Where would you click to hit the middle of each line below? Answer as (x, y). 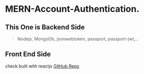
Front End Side (28, 54)
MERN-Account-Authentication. (72, 9)
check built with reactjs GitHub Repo (42, 66)
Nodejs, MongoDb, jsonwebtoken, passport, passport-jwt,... (78, 39)
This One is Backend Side (45, 27)
